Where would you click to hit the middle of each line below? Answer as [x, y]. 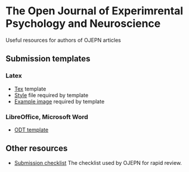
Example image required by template [59, 101]
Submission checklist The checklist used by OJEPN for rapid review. [98, 162]
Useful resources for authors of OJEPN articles [63, 40]
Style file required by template [51, 95]
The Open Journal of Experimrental [94, 11]
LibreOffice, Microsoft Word [47, 117]
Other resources [37, 148]
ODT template [31, 130]
